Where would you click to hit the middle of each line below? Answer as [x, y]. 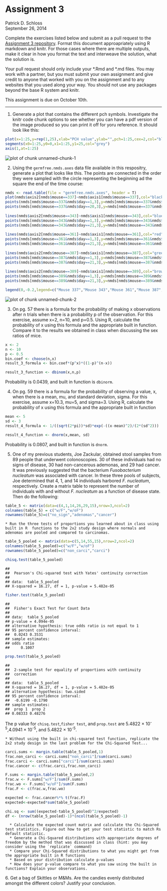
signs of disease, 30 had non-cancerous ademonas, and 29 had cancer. [86, 465]
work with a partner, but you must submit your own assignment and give [79, 74]
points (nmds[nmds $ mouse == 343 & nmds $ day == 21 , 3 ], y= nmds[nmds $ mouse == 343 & [80, 225]
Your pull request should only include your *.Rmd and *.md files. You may [80, 69]
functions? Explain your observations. [46, 869]
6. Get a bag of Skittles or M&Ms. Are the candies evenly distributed [75, 878]
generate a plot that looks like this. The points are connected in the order [87, 173]
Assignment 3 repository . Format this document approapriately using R [78, 43]
